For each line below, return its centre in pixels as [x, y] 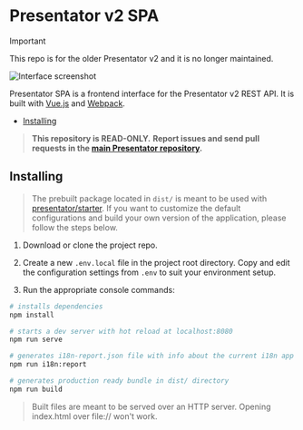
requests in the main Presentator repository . [117, 148]
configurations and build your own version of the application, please [159, 218]
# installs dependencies [56, 306]
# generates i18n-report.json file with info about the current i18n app [152, 356]
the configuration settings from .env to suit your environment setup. [149, 272]
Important [28, 41]
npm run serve [36, 340]
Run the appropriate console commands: [98, 289]
